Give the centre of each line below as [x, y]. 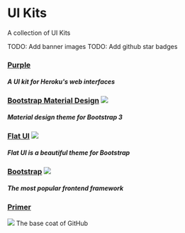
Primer [19, 207]
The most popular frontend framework [66, 188]
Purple [19, 65]
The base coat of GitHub [52, 223]
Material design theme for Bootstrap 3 [65, 117]
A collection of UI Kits [39, 33]
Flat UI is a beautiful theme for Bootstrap [69, 153]
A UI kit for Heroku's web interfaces [61, 82]
